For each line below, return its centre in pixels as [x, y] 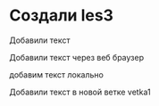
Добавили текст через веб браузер [77, 57]
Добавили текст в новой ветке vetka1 [80, 92]
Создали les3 [62, 16]
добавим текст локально [57, 74]
